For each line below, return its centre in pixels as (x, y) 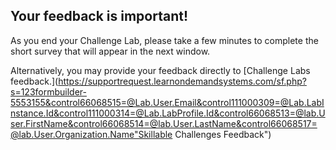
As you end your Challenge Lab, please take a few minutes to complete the (164, 40)
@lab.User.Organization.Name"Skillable (91, 134)
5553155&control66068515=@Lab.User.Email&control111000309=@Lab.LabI (167, 102)
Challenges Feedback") (223, 134)
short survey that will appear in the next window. (110, 51)
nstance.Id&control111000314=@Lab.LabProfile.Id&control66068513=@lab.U (168, 113)
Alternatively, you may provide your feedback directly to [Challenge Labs (160, 70)
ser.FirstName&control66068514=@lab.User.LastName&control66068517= (164, 123)
